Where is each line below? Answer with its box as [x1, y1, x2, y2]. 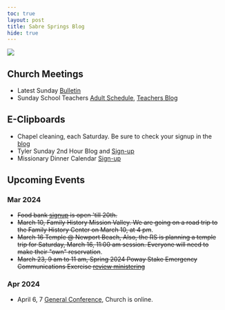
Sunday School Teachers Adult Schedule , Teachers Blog [17, 94, 178, 102]
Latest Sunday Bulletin [17, 86, 81, 95]
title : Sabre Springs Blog [7, 23, 85, 30]
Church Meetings [7, 68, 84, 80]
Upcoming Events [7, 174, 85, 186]
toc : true [7, 10, 36, 17]
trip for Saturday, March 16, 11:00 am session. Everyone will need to [17, 240, 209, 248]
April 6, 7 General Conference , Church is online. [17, 295, 153, 303]
